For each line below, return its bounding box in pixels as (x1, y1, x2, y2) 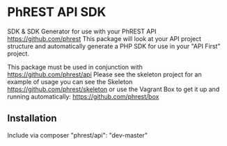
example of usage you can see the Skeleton (7, 77, 133, 86)
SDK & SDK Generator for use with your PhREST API (7, 27, 157, 35)
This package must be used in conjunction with (7, 63, 143, 71)
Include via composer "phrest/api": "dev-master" (7, 131, 148, 139)
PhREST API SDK (7, 4, 107, 20)
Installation (7, 113, 57, 124)
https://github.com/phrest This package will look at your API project (7, 34, 202, 42)
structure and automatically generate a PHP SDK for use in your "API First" (7, 42, 221, 50)
